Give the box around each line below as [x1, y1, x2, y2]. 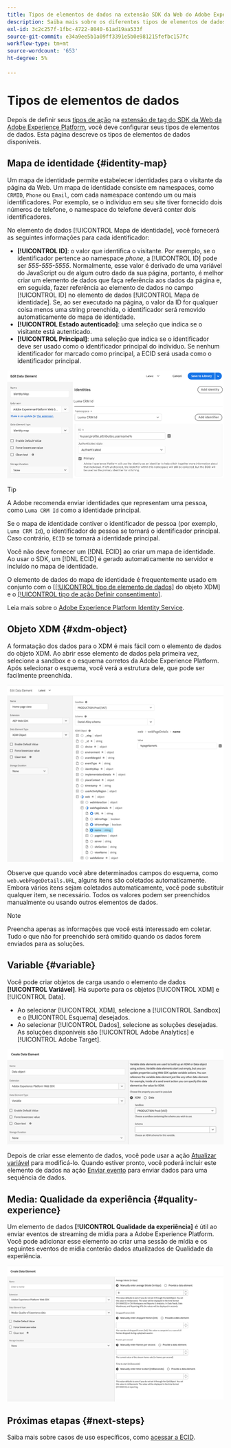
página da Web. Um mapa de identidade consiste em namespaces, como [7, 183, 214, 191]
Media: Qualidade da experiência [7, 1193, 151, 1205]
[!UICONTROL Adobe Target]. [16, 1035, 101, 1044]
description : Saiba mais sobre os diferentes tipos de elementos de [7, 18, 208, 26]
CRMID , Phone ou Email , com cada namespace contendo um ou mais [7, 190, 197, 199]
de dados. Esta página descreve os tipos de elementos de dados [7, 130, 190, 138]
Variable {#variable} [7, 959, 96, 971]
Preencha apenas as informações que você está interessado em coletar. [7, 925, 212, 933]
